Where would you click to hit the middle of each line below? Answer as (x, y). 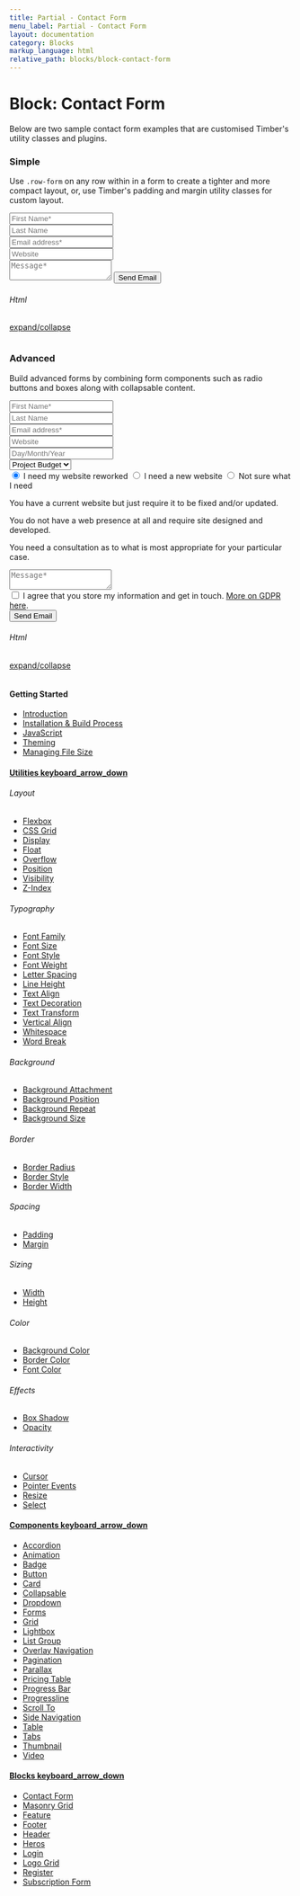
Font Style (41, 956)
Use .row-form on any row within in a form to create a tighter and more (140, 182)
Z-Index (37, 887)
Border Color (46, 1360)
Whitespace (44, 1032)
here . (19, 605)
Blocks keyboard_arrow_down (67, 1776)
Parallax (37, 1669)
